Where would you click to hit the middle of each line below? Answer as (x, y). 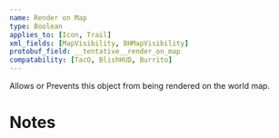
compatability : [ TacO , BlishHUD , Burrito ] (91, 60)
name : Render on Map (49, 18)
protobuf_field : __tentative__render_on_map (95, 52)
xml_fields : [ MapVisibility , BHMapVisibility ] (99, 43)
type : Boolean (36, 26)
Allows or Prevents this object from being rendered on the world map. (140, 86)
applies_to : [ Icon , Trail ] (60, 34)
